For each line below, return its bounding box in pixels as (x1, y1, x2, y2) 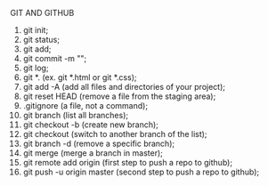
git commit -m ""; (22, 53, 87, 63)
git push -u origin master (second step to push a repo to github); (22, 166, 260, 177)
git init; (22, 25, 49, 35)
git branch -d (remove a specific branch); (22, 138, 175, 149)
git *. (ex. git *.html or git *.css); (22, 72, 137, 83)
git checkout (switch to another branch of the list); (22, 129, 207, 139)
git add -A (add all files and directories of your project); (22, 82, 226, 92)
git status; (22, 35, 61, 44)
